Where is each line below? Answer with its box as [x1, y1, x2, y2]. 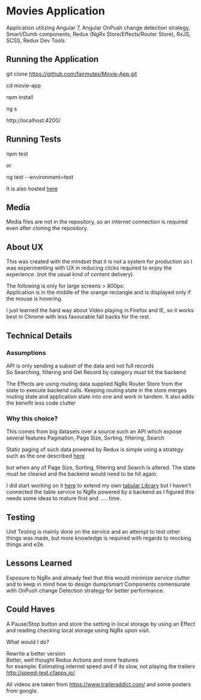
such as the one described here [6, 452, 85, 460]
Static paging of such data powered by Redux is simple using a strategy [6, 446, 184, 453]
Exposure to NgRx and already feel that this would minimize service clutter [6, 574, 190, 581]
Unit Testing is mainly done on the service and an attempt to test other [6, 528, 181, 535]
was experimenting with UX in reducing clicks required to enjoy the [6, 264, 172, 271]
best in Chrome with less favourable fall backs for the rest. [6, 313, 151, 321]
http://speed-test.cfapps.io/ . [6, 669, 76, 676]
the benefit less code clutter [6, 399, 76, 406]
